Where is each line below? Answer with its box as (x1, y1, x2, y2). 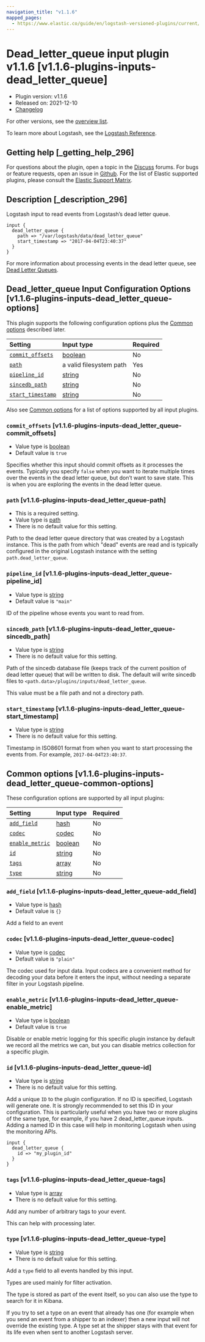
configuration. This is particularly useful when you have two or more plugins (6, 1108, 198, 1116)
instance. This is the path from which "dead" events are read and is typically (6, 541, 198, 548)
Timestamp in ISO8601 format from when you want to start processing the (6, 744, 193, 752)
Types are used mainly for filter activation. (6, 1278, 112, 1286)
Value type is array (15, 1189, 63, 1196)
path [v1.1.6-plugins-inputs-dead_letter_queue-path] (6, 496, 167, 504)
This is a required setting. (15, 510, 79, 517)
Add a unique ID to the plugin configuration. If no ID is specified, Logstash (6, 1096, 192, 1103)
